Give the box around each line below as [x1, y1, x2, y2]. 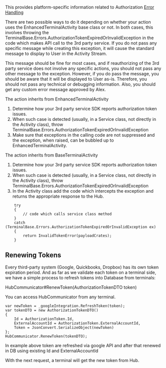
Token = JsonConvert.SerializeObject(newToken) [14, 325, 114, 330]
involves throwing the [5, 30, 49, 35]
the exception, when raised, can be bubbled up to [12, 137, 114, 143]
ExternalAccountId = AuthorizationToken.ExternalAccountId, [14, 320, 141, 326]
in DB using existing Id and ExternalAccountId [5, 348, 99, 354]
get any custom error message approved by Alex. [5, 87, 106, 92]
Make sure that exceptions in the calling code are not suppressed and [12, 132, 155, 138]
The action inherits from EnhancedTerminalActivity [5, 96, 109, 102]
